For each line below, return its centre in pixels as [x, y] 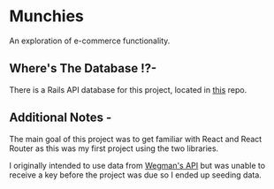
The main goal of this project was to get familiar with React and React [136, 139]
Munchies [46, 16]
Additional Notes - [61, 118]
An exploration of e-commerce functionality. [90, 41]
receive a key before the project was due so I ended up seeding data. [136, 175]
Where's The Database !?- [83, 68]
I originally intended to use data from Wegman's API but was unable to [137, 165]
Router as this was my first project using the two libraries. [114, 148]
